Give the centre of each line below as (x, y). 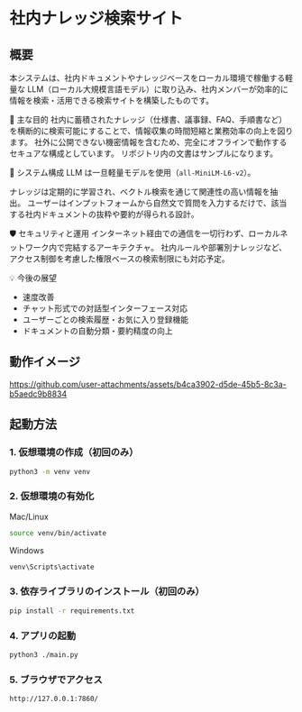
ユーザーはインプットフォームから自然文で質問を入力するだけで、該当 (157, 203)
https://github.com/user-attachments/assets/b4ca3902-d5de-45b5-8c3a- (148, 384)
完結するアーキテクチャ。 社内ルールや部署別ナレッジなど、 (175, 247)
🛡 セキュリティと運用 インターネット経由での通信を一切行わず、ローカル (145, 233)
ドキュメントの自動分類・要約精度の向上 (97, 331)
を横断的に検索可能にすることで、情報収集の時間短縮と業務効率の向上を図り (151, 131)
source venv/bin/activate (58, 533)
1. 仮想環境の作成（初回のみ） (74, 452)
